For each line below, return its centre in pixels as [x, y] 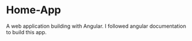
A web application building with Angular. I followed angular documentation [96, 26]
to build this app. [27, 32]
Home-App [34, 10]
